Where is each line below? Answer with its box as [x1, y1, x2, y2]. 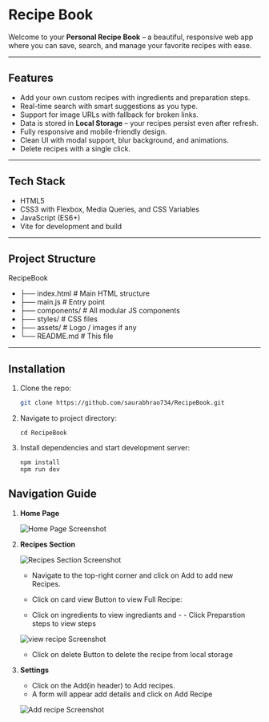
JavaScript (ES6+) [19, 212, 81, 222]
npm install [19, 458, 60, 466]
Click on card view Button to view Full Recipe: [31, 595, 183, 604]
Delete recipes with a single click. [19, 143, 130, 153]
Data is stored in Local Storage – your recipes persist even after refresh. [19, 118, 259, 127]
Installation [8, 362, 66, 376]
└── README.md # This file [19, 331, 114, 341]
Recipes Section [19, 539, 76, 549]
